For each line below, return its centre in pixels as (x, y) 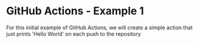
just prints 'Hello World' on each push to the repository (74, 33)
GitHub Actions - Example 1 (75, 11)
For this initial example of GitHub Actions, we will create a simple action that (99, 27)
